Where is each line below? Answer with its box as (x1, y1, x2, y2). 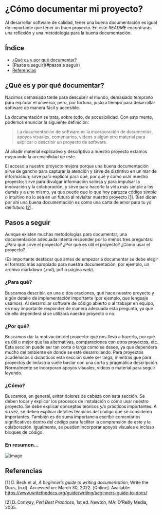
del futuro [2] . (5, 204, 33, 210)
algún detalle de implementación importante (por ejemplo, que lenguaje (5, 295, 148, 301)
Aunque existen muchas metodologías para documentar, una (5, 231, 127, 237)
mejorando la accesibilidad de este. (5, 153, 76, 159)
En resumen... (5, 441, 39, 448)
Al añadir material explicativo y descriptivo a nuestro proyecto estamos (5, 148, 147, 154)
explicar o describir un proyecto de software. (17, 139, 108, 145)
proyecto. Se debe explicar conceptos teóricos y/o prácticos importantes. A (5, 404, 157, 409)
